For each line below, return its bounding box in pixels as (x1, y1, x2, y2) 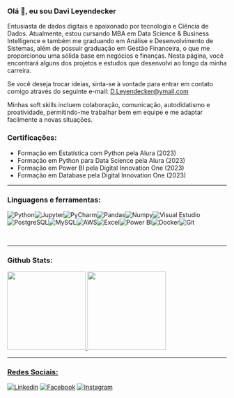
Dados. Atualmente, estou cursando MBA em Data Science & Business (7, 29, 210, 38)
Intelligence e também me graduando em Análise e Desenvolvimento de (7, 37, 214, 45)
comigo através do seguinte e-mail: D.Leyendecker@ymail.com (7, 87, 189, 96)
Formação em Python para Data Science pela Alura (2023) (17, 156, 186, 164)
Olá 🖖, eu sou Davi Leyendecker (7, 6, 116, 16)
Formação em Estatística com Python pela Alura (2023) (17, 149, 176, 157)
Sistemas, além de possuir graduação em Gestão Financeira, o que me (7, 45, 210, 53)
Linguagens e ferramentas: (7, 195, 101, 205)
